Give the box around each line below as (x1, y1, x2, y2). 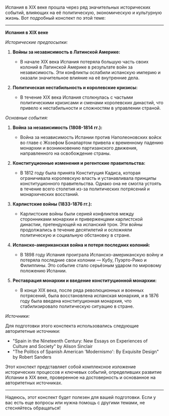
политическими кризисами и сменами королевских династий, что (20, 100, 163, 105)
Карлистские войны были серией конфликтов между (20, 211, 134, 217)
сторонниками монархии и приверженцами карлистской (20, 216, 143, 222)
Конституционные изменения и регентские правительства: (12, 160, 146, 166)
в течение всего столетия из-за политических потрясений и (20, 186, 150, 192)
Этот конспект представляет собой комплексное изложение (5, 364, 136, 370)
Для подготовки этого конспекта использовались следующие (5, 323, 139, 329)
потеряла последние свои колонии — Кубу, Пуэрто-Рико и (20, 257, 147, 263)
